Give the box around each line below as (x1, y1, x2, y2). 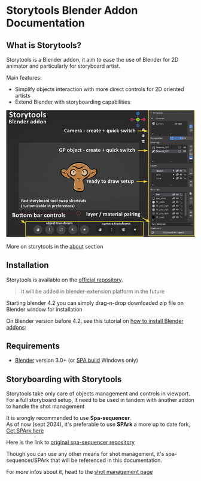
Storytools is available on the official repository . (6, 276, 124, 283)
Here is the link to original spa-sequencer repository (6, 438, 135, 446)
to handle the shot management (6, 403, 85, 410)
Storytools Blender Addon (6, 4, 138, 17)
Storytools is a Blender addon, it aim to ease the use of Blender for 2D (6, 56, 179, 63)
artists (14, 92, 31, 99)
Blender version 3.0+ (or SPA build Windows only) (14, 357, 139, 364)
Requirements (6, 341, 60, 351)
